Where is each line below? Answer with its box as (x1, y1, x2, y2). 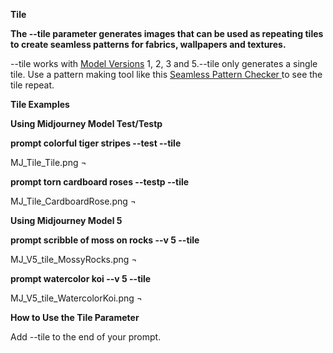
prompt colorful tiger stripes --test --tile (10, 137, 182, 149)
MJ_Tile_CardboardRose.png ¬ (10, 195, 137, 207)
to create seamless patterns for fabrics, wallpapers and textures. (10, 39, 287, 50)
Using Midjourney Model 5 (10, 215, 123, 226)
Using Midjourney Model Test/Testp (10, 118, 163, 129)
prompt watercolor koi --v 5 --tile (10, 273, 152, 284)
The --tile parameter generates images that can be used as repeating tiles (10, 28, 324, 39)
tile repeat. (10, 79, 55, 91)
